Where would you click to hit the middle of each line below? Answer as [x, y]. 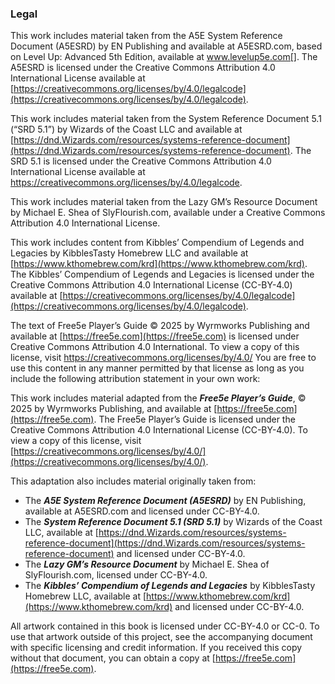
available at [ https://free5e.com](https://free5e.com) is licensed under [155, 336]
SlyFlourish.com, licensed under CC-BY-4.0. [116, 575]
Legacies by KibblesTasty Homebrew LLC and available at [129, 253]
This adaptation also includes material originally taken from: [133, 481]
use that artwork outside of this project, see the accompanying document [161, 637]
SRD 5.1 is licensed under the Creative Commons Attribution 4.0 [141, 161]
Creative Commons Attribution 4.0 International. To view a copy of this [155, 347]
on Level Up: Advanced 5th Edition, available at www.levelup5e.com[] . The [164, 57]
